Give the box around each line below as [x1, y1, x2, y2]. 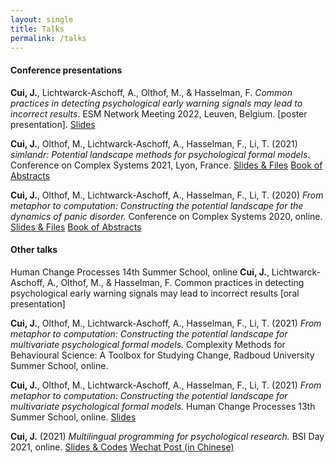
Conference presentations [10, 64, 123, 76]
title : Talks [10, 24, 65, 34]
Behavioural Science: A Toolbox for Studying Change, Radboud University [10, 349, 315, 361]
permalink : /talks [10, 33, 87, 43]
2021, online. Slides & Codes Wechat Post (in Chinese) [10, 441, 235, 453]
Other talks [10, 244, 58, 256]
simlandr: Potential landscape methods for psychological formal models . [10, 148, 311, 160]
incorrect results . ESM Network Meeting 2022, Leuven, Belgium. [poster [10, 107, 308, 120]
